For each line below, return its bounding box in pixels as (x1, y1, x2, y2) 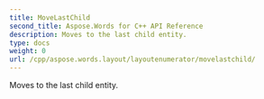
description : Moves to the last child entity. (9, 30, 187, 39)
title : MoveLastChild (9, 13, 91, 22)
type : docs (9, 38, 50, 48)
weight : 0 (9, 47, 47, 56)
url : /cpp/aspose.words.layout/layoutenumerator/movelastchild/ (9, 55, 256, 64)
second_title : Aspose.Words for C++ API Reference (9, 22, 204, 31)
